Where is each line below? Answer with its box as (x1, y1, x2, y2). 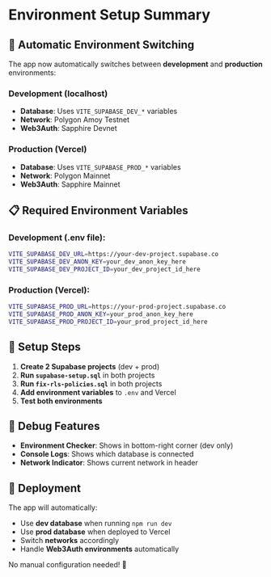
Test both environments (19, 396, 103, 406)
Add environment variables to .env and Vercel (19, 387, 176, 397)
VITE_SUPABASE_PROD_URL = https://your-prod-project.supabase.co (8, 303, 227, 311)
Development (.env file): (8, 232, 106, 243)
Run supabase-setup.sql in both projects (19, 370, 155, 380)
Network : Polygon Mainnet (19, 171, 111, 180)
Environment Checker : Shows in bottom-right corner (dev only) (19, 440, 234, 450)
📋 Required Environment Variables (8, 204, 188, 217)
